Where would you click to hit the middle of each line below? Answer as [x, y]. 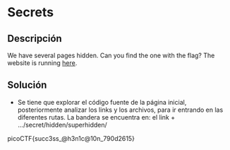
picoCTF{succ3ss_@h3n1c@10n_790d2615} [71, 138]
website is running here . [42, 63]
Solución [27, 85]
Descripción [35, 39]
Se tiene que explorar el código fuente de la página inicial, [102, 102]
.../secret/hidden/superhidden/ [62, 125]
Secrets [31, 12]
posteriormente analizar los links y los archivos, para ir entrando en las [120, 110]
